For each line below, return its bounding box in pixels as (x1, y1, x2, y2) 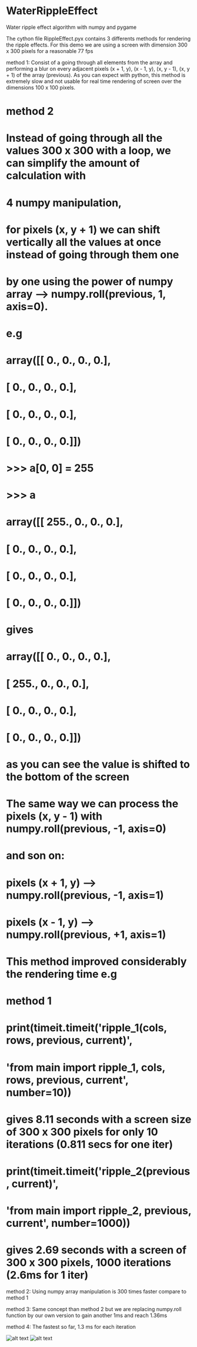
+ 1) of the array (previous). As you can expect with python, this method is (6, 71, 186, 78)
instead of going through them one (6, 248, 179, 261)
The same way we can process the (6, 797, 179, 811)
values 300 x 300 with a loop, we (6, 144, 172, 157)
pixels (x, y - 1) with (6, 809, 103, 823)
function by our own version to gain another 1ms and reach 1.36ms (6, 1312, 168, 1319)
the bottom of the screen (6, 770, 129, 784)
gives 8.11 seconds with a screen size (6, 1113, 192, 1126)
